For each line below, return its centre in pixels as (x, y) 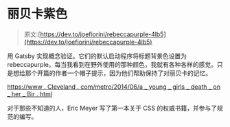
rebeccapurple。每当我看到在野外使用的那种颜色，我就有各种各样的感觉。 (112, 64)
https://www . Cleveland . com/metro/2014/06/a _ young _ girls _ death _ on (114, 87)
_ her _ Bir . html (30, 94)
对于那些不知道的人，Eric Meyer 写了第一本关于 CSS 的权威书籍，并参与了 (112, 108)
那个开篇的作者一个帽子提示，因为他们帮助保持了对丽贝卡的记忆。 (118, 73)
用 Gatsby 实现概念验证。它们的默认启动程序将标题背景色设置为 (97, 56)
